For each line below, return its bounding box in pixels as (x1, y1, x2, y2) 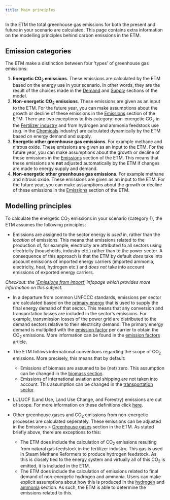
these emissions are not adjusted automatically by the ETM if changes (12, 160, 160, 166)
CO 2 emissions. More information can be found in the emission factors (12, 332, 160, 340)
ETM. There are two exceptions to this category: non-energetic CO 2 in (12, 116, 160, 123)
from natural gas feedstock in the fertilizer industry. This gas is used (20, 445, 163, 452)
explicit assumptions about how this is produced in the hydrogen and (20, 479, 165, 485)
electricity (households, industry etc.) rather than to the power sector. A (12, 248, 163, 254)
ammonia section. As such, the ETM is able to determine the (20, 484, 146, 490)
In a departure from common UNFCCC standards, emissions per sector (12, 294, 161, 301)
